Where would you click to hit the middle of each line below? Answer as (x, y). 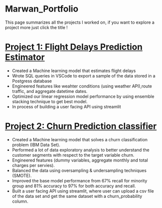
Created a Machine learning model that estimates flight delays (74, 71)
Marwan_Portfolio (42, 9)
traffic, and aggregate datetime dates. (50, 91)
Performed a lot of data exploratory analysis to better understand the (81, 150)
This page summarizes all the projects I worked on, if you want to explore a (80, 22)
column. (20, 201)
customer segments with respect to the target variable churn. (73, 155)
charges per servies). (33, 165)
